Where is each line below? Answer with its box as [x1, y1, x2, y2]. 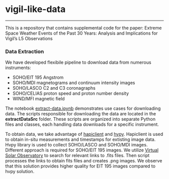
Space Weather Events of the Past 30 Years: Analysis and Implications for [5, 30, 158, 36]
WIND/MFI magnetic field [12, 96, 65, 102]
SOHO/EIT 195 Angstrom [12, 74, 64, 81]
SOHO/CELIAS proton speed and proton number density [12, 90, 129, 96]
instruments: [5, 65, 31, 71]
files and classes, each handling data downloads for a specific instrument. [5, 121, 159, 127]
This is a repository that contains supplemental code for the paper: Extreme [5, 25, 162, 31]
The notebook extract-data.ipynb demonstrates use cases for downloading [5, 105, 161, 111]
